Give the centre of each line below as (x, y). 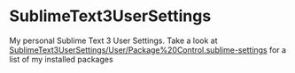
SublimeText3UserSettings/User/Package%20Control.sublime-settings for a (147, 49)
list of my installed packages (61, 59)
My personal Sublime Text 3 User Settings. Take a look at (114, 40)
